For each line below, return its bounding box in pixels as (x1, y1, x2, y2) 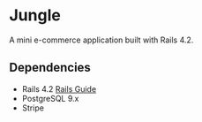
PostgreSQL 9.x (21, 93, 79, 103)
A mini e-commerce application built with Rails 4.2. (9, 34, 194, 45)
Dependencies (9, 60, 91, 75)
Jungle (9, 5, 62, 26)
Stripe (21, 103, 44, 113)
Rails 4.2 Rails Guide (21, 83, 97, 94)
